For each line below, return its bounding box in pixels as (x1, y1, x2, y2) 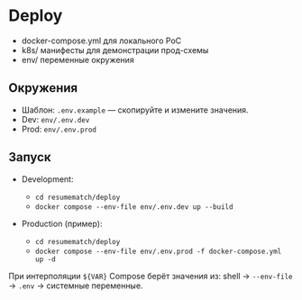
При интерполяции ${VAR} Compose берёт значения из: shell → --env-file (8, 270, 294, 281)
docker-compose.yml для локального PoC (21, 35, 182, 46)
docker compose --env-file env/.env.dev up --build (34, 202, 233, 212)
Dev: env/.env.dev (21, 114, 90, 124)
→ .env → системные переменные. (8, 280, 143, 291)
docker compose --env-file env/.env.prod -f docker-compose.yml (34, 247, 282, 256)
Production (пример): (21, 218, 103, 229)
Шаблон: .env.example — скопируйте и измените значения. (21, 105, 249, 115)
